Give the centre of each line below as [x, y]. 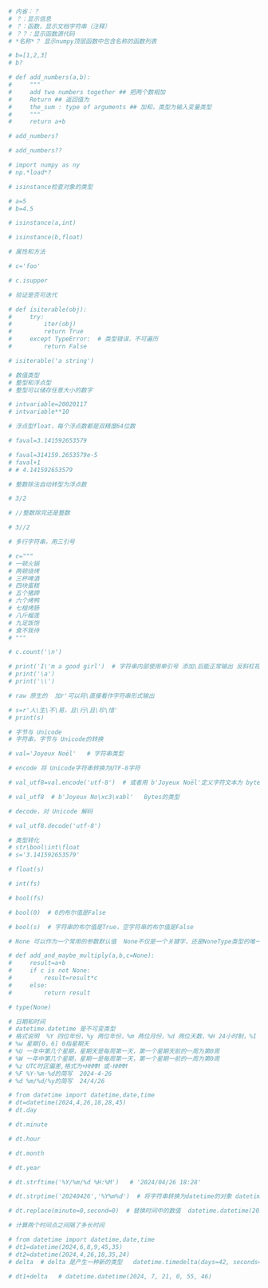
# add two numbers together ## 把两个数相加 [87, 92]
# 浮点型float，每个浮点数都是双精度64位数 [72, 427]
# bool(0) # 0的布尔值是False [57, 912]
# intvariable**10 [39, 412]
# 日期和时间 [27, 1022]
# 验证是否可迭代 [33, 295]
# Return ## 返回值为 [49, 100]
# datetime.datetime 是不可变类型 [62, 1029]
